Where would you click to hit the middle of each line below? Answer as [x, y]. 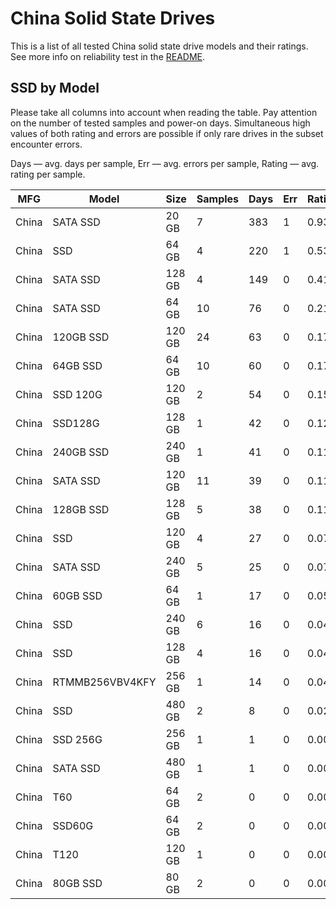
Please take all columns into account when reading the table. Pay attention [164, 112]
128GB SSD [81, 509]
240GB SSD [81, 452]
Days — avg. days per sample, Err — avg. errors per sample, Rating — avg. [165, 163]
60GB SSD [77, 595]
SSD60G [73, 825]
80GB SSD [77, 883]
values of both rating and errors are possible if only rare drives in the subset [167, 133]
